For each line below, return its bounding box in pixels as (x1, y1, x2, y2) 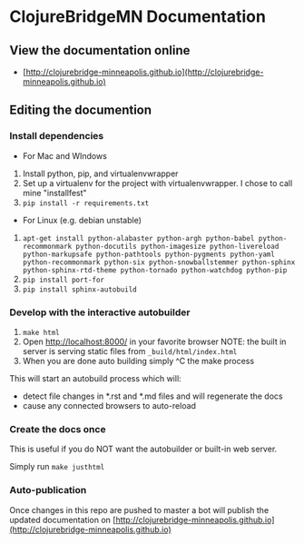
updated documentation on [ (9, 514, 116, 525)
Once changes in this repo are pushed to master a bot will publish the (9, 504, 270, 515)
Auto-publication (9, 484, 87, 497)
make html (22, 328, 61, 337)
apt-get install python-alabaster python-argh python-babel (22, 233, 255, 242)
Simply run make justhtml (9, 461, 105, 472)
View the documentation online (9, 43, 191, 58)
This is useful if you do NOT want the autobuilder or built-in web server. (9, 443, 278, 455)
